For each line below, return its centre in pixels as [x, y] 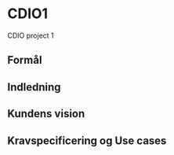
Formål [25, 60]
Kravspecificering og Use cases [87, 140]
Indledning [34, 87]
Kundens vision [46, 114]
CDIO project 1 [31, 35]
